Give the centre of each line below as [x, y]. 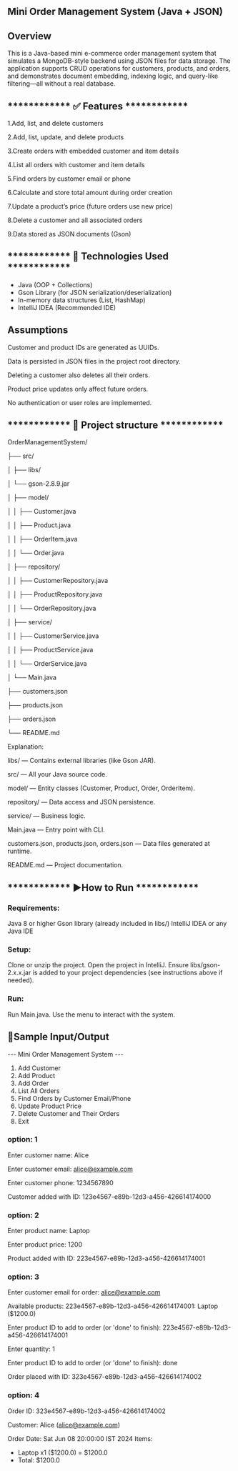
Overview [30, 36]
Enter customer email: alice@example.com [70, 1169]
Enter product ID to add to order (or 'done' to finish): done [93, 1363]
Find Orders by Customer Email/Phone [74, 1098]
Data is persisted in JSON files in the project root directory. [94, 361]
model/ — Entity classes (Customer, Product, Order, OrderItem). [101, 788]
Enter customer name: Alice [48, 1155]
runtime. [20, 851]
